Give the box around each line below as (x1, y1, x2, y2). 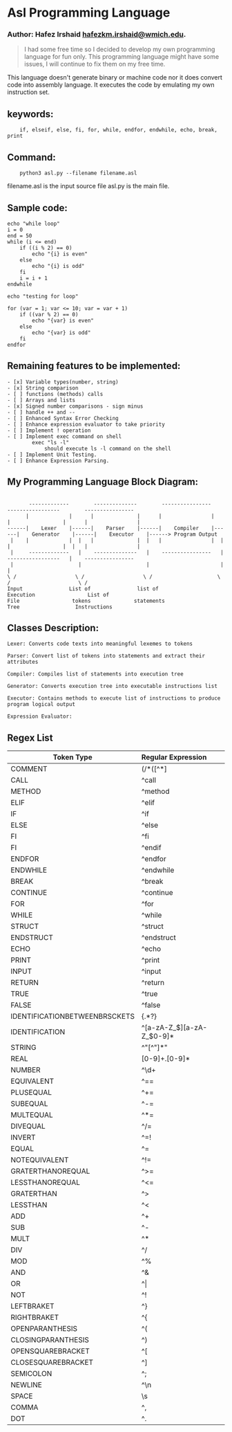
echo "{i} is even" (32, 251, 88, 257)
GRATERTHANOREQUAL (10, 1166, 90, 1176)
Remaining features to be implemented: (7, 360, 181, 372)
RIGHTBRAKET (10, 1313, 59, 1323)
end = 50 (7, 232, 32, 239)
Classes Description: (7, 622, 99, 634)
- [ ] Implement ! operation (7, 427, 91, 434)
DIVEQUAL (10, 1121, 46, 1131)
